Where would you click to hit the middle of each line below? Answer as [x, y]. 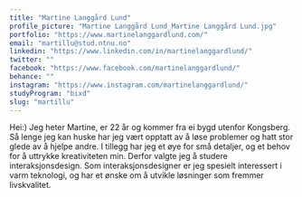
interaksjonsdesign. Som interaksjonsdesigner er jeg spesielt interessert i [146, 166]
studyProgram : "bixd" [50, 93]
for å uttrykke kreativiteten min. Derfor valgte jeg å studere [118, 156]
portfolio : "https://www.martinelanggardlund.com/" [109, 34]
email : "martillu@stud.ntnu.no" [70, 43]
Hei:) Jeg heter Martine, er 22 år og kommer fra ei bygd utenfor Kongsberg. [150, 127]
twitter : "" [32, 60]
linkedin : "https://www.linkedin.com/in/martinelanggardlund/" [131, 52]
